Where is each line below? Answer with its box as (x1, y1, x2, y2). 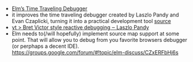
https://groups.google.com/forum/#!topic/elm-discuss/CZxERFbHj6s (11, 49, 179, 56)
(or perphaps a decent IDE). (11, 43, 79, 50)
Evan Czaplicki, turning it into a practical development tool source (11, 18, 171, 24)
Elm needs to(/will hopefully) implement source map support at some (11, 30, 179, 37)
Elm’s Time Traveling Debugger (11, 5, 88, 12)
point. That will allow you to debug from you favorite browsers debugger (11, 37, 188, 43)
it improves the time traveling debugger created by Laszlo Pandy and (11, 11, 179, 18)
